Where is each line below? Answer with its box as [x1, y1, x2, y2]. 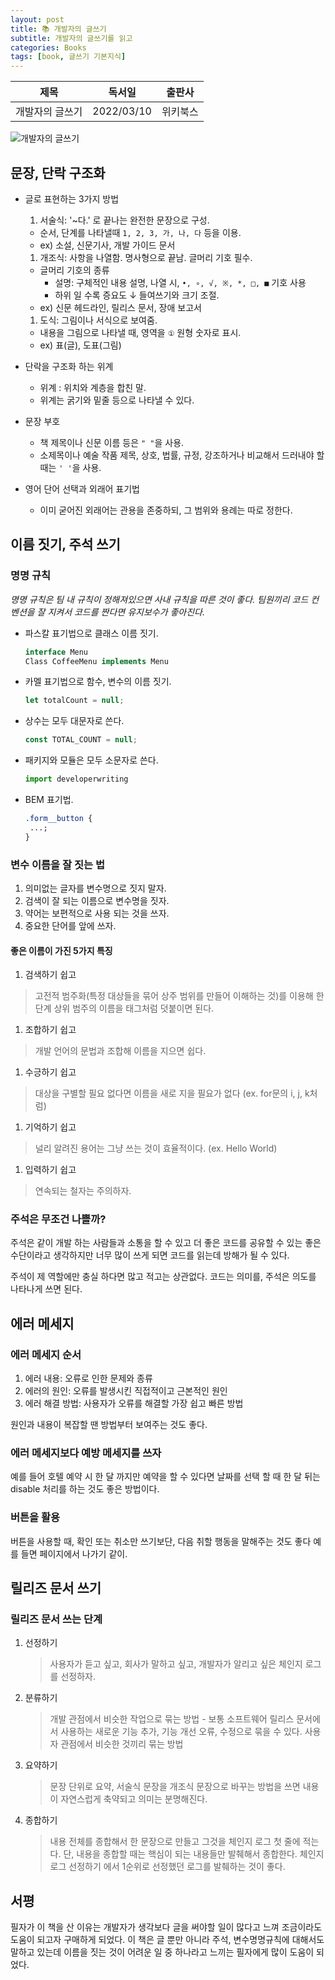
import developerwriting [24, 774, 129, 785]
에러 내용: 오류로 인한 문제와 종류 [24, 1372, 153, 1385]
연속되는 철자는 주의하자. [34, 1185, 132, 1197]
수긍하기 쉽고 [24, 1066, 77, 1078]
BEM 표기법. [24, 794, 74, 805]
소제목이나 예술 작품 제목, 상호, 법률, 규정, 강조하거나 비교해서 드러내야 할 [39, 449, 325, 461]
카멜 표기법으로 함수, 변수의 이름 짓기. [24, 676, 172, 688]
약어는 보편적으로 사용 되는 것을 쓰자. [24, 907, 170, 919]
